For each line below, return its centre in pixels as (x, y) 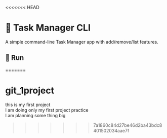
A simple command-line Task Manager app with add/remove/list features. (82, 42)
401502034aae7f (111, 130)
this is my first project (28, 105)
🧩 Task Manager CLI (48, 28)
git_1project (30, 90)
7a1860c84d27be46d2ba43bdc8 (128, 125)
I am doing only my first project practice (47, 110)
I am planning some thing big (35, 115)
